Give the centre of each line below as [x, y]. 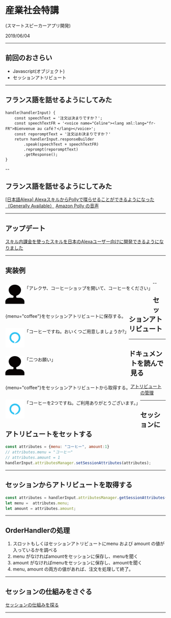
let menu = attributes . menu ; [37, 503]
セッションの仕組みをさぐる [49, 592]
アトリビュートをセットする [49, 434]
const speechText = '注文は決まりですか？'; [59, 118]
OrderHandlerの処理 [38, 530]
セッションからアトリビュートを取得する [69, 485]
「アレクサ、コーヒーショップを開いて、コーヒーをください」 [89, 288]
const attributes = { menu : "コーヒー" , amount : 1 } [57, 447]
